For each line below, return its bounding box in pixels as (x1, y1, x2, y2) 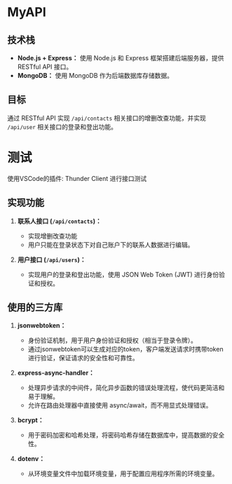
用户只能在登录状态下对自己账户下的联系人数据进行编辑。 (27, 240, 194, 249)
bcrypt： (17, 416, 44, 424)
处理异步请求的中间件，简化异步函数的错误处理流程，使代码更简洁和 (27, 384, 225, 392)
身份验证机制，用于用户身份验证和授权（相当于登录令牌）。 (27, 336, 198, 344)
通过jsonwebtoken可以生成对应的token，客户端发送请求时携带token (27, 345, 224, 354)
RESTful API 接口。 (17, 62, 73, 71)
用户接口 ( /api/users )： (17, 255, 86, 264)
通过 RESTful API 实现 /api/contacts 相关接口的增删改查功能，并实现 (7, 114, 207, 122)
